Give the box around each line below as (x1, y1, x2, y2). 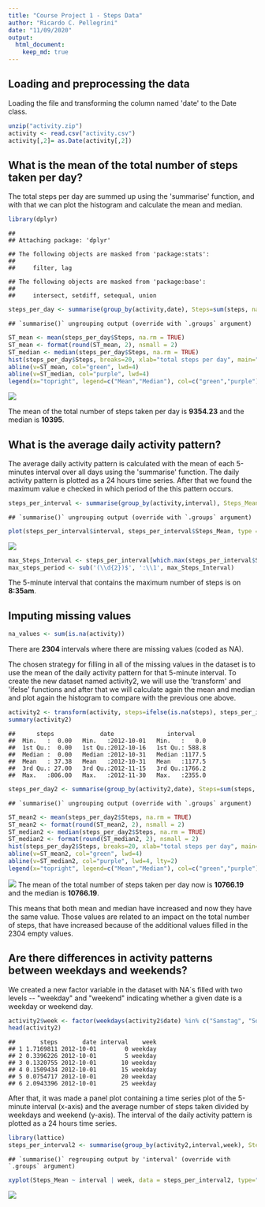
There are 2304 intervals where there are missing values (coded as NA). (8, 645, 244, 654)
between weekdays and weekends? (8, 964, 188, 977)
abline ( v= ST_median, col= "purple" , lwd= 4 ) (8, 370, 150, 379)
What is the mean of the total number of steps (8, 159, 238, 172)
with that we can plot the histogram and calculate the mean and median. (8, 200, 243, 210)
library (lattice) (8, 1134, 65, 1142)
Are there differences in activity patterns (8, 951, 213, 965)
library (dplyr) (8, 215, 58, 223)
